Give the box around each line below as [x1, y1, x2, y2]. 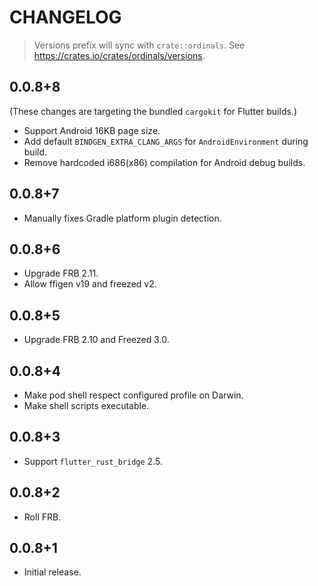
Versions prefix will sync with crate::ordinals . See [33, 39, 246, 51]
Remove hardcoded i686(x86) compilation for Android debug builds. [23, 156, 306, 168]
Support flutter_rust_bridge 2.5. [23, 455, 163, 467]
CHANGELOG [9, 6, 122, 29]
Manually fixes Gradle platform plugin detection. [23, 212, 222, 224]
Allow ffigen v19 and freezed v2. [23, 278, 157, 290]
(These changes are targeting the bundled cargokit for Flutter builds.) [9, 105, 297, 117]
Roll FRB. [23, 511, 62, 523]
